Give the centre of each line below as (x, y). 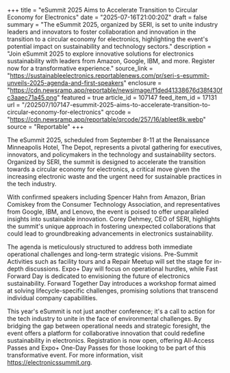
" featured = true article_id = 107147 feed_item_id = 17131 (137, 98)
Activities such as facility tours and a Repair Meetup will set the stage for (110, 261)
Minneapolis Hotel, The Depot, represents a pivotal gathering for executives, (115, 147)
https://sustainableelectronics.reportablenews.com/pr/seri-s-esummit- (110, 76)
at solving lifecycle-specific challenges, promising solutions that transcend (113, 291)
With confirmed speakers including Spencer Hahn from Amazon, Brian (106, 197)
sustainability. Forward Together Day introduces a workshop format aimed (112, 283)
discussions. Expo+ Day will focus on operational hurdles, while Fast (122, 269)
